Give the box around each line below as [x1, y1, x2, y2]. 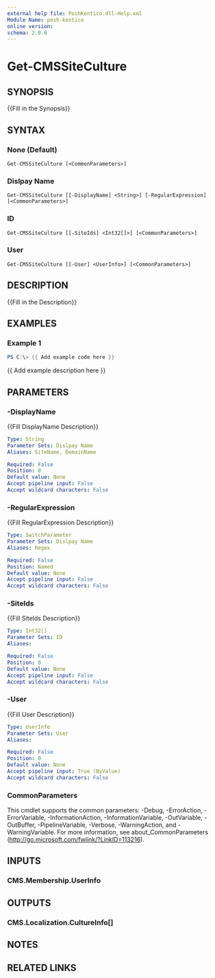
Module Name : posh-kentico [7, 16, 84, 23]
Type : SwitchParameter [7, 532, 72, 539]
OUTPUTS [7, 897, 51, 909]
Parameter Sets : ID [7, 634, 63, 641]
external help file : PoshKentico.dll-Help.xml [7, 10, 142, 17]
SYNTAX [7, 124, 46, 136]
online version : [7, 23, 53, 30]
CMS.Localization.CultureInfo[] [7, 918, 114, 927]
